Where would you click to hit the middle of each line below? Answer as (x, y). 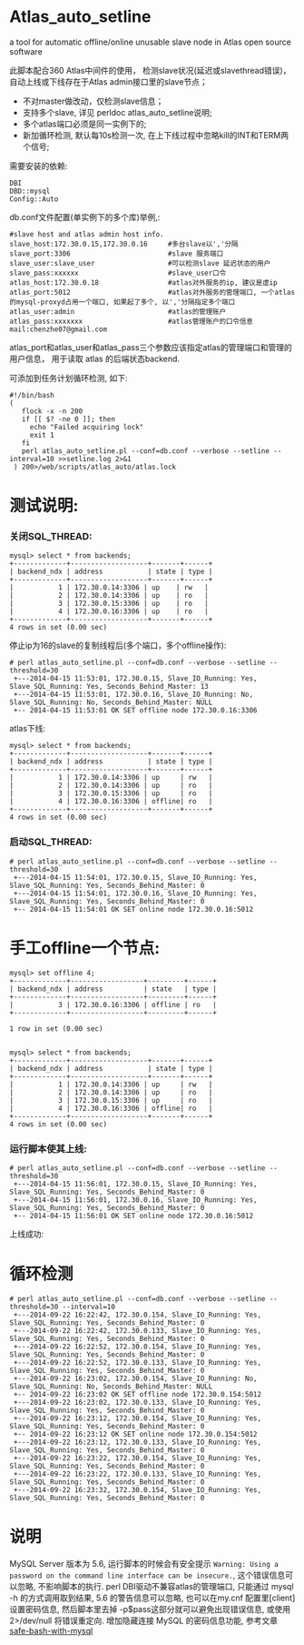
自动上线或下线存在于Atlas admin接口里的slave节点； (109, 81)
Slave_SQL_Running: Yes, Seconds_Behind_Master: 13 (109, 687)
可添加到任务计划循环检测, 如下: (69, 378)
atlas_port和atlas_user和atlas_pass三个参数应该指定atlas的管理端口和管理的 (151, 347)
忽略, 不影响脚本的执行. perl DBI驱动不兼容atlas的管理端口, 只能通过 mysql (155, 1586)
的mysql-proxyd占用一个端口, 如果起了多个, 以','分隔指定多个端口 (123, 302)
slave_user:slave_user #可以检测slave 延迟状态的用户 (140, 263)
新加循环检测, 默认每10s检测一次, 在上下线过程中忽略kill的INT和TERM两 (155, 135)
